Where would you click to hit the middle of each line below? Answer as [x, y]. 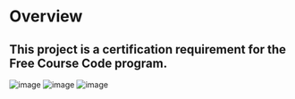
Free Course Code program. [88, 63]
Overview [46, 16]
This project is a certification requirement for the [148, 49]
